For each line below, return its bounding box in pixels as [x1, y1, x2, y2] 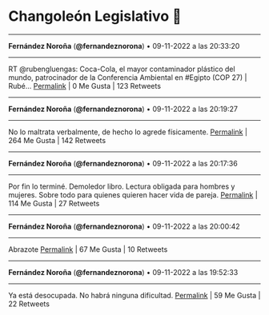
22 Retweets [8, 299, 50, 309]
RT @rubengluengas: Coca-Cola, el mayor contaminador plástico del [8, 64, 235, 74]
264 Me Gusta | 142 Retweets [8, 135, 106, 145]
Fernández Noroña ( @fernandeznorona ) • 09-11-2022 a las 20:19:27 [8, 104, 239, 114]
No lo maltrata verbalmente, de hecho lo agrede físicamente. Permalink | [8, 127, 248, 137]
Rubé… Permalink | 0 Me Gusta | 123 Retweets [8, 81, 162, 90]
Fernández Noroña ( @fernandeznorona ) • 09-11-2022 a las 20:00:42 [8, 221, 240, 231]
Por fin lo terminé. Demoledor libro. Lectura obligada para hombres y [8, 181, 235, 191]
